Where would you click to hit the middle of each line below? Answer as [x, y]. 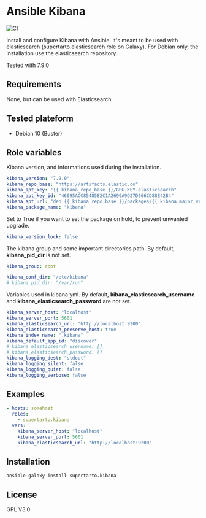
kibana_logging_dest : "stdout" [46, 358]
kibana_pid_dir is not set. [39, 255]
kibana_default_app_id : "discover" [52, 341]
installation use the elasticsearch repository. [62, 53]
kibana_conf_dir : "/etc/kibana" [48, 277]
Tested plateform [40, 119]
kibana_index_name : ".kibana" [45, 335]
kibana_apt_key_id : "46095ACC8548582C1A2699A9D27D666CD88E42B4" [90, 196]
